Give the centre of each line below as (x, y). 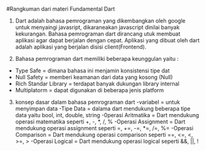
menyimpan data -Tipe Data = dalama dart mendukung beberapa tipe (103, 109)
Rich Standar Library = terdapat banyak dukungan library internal (97, 83)
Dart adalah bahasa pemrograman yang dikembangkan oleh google (100, 21)
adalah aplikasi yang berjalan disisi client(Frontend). (81, 47)
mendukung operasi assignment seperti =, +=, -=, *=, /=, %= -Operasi (104, 128)
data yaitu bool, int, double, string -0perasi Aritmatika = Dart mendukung (107, 115)
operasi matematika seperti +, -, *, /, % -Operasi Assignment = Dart (100, 122)
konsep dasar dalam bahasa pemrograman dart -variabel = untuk (97, 102)
